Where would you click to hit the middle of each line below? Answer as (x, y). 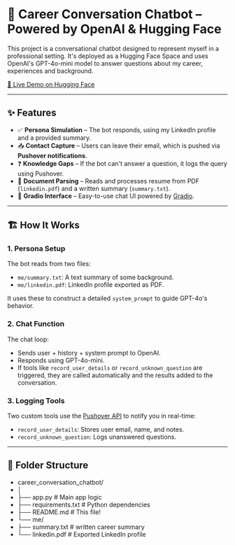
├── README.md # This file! (59, 512)
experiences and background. (50, 71)
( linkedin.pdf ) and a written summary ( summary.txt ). (94, 188)
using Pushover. (41, 174)
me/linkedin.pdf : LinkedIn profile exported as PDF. (91, 285)
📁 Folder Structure (48, 466)
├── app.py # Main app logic (60, 497)
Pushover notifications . (52, 155)
